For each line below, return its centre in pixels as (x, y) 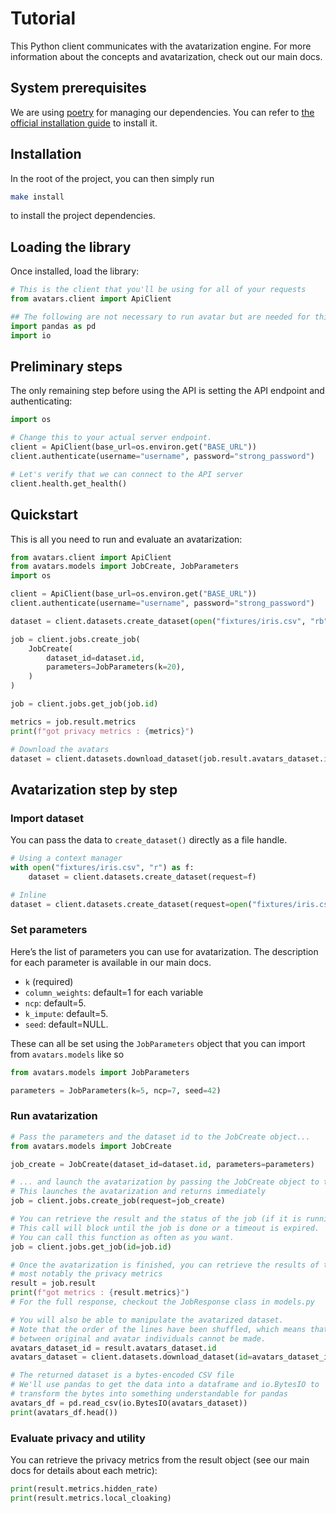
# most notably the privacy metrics (86, 1274)
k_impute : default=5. (66, 1013)
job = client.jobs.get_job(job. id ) (84, 704)
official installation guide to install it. (84, 123)
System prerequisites (78, 88)
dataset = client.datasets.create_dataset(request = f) (142, 877)
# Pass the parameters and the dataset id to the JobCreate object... (160, 1137)
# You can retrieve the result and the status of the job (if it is (156, 1219)
